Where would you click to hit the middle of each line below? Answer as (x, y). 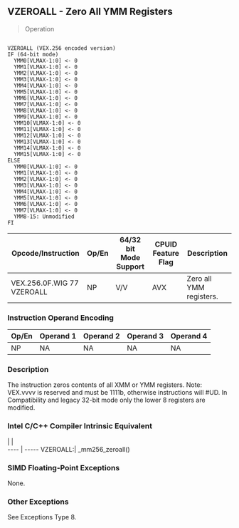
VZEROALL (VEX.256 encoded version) (62, 48)
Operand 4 (189, 336)
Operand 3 (145, 336)
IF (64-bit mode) (33, 54)
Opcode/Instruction (46, 253)
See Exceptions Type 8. (42, 517)
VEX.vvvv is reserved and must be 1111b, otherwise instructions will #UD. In (117, 393)
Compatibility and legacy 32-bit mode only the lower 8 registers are (106, 400)
